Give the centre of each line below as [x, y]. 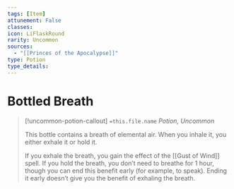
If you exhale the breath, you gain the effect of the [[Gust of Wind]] [122, 155]
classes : [20, 27]
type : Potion [27, 60]
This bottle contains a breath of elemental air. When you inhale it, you [125, 134]
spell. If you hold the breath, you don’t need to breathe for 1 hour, [119, 163]
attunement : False [34, 20]
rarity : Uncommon [33, 40]
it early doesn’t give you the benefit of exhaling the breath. [110, 178]
